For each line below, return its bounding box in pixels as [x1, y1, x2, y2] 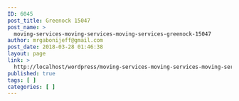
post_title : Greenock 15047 [7, 17, 91, 24]
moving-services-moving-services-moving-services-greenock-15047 [14, 30, 212, 38]
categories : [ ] [7, 83, 55, 90]
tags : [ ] [7, 76, 37, 84]
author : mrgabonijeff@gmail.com [7, 37, 103, 44]
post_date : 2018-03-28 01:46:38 [7, 43, 103, 51]
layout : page [7, 51, 46, 58]
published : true [7, 70, 55, 77]
